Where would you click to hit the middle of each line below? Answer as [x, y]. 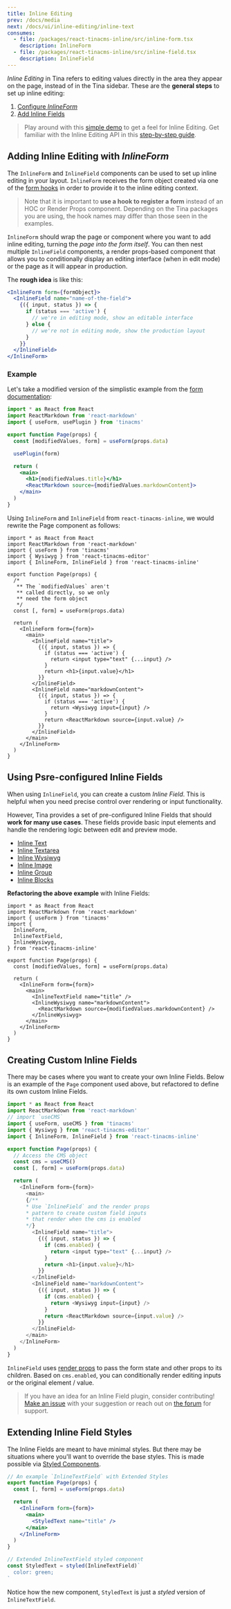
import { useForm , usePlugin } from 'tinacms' [75, 422]
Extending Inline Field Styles [70, 1433]
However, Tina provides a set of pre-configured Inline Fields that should [110, 815]
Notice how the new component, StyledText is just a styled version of [107, 1592]
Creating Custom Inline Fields [72, 1060]
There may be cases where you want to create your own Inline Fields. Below [116, 1077]
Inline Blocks [35, 879]
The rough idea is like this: [45, 279]
